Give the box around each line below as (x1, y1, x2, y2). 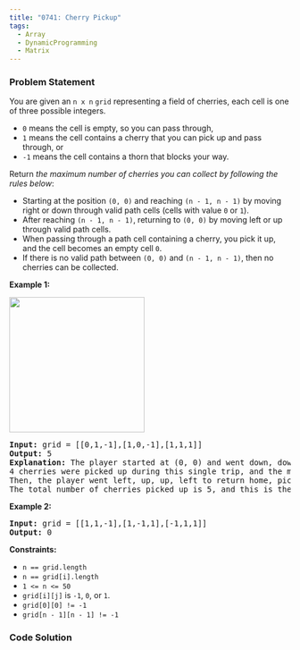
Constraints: (9, 544, 57, 555)
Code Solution (9, 631, 73, 644)
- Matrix (17, 46, 50, 55)
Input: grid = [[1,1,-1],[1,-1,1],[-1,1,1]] (9, 519, 208, 528)
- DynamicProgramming (17, 38, 98, 47)
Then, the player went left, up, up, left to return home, (9, 476, 274, 485)
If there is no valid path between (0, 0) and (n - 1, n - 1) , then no (21, 252, 274, 264)
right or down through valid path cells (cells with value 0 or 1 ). (21, 205, 250, 215)
